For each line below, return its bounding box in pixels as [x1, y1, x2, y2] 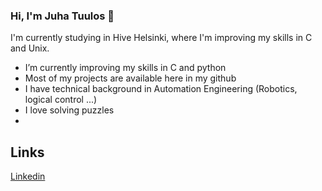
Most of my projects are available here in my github [24, 72, 237, 84]
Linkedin [10, 170, 46, 183]
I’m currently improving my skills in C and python [24, 62, 227, 74]
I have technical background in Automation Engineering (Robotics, [24, 83, 298, 95]
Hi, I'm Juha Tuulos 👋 [10, 9, 115, 23]
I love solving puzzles [24, 104, 115, 116]
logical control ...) [24, 94, 98, 106]
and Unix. [10, 42, 50, 54]
